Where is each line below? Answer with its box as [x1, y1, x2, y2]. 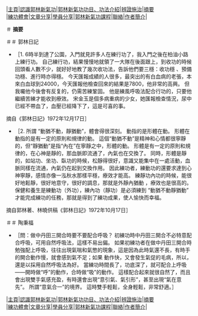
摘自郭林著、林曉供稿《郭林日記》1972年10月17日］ [6, 207, 131, 213]
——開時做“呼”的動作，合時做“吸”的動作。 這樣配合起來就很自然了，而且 [14, 269, 191, 275]
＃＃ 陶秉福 [6, 219, 34, 226]
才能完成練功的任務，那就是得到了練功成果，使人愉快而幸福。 [14, 194, 165, 201]
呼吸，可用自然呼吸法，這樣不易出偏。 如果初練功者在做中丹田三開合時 [19, 239, 192, 246]
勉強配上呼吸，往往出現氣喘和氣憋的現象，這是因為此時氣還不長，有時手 [14, 246, 190, 253]
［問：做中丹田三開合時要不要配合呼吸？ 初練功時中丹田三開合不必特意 [14, 232, 187, 239]
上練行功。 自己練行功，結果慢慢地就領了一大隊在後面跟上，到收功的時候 [14, 58, 192, 65]
